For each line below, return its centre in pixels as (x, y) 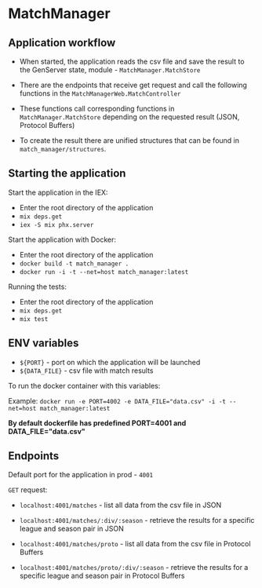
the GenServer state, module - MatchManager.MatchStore (110, 70)
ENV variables (44, 343)
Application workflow (62, 43)
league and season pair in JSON (71, 529)
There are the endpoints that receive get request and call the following (133, 85)
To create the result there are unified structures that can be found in (129, 141)
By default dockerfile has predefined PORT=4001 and (97, 423)
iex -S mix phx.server (56, 225)
